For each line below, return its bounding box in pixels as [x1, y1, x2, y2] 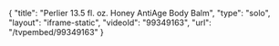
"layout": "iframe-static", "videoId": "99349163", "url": [8, 17, 212, 28]
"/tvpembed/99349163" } [8, 27, 104, 37]
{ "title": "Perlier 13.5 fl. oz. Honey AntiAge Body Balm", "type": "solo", [8, 8, 271, 18]
